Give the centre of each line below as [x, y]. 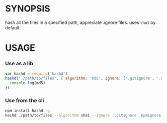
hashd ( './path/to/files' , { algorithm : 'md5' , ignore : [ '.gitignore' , [80, 78]
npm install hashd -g [28, 111]
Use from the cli [25, 100]
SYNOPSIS [28, 9]
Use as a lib [19, 64]
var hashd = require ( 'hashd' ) [37, 74]
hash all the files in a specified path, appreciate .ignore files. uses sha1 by [80, 22]
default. [13, 27]
